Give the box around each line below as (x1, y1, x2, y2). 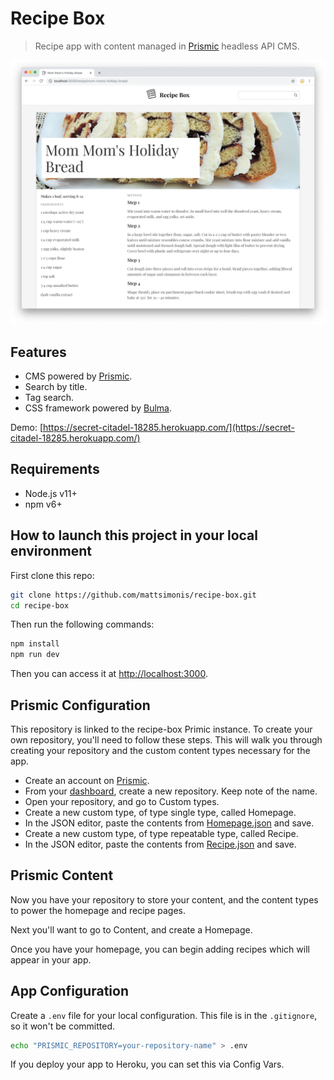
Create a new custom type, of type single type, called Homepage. (24, 806, 297, 818)
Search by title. (24, 381, 88, 393)
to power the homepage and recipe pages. (10, 904, 187, 916)
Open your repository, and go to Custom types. (24, 795, 220, 807)
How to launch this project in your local (10, 527, 258, 544)
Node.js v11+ (24, 487, 78, 499)
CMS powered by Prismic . (24, 370, 133, 382)
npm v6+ (24, 498, 63, 510)
